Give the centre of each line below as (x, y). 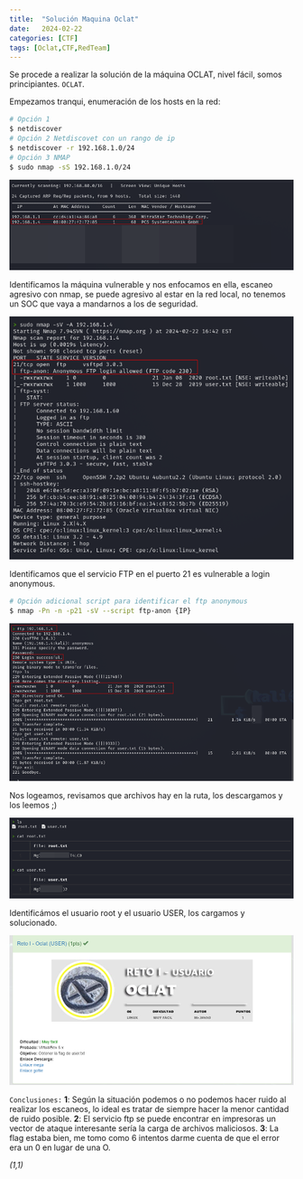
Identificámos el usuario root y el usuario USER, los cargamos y (127, 912)
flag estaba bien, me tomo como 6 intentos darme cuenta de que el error (144, 1138)
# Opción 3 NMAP (40, 157)
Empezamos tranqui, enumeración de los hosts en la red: (115, 102)
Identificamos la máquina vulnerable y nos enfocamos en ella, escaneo (141, 284)
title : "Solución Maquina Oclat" (74, 19)
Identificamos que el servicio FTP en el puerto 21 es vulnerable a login (140, 574)
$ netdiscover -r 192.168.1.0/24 (72, 148)
